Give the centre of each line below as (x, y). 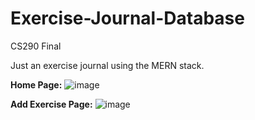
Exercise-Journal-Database (127, 18)
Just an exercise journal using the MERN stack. (107, 65)
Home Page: (36, 84)
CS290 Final (36, 46)
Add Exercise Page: (51, 104)
